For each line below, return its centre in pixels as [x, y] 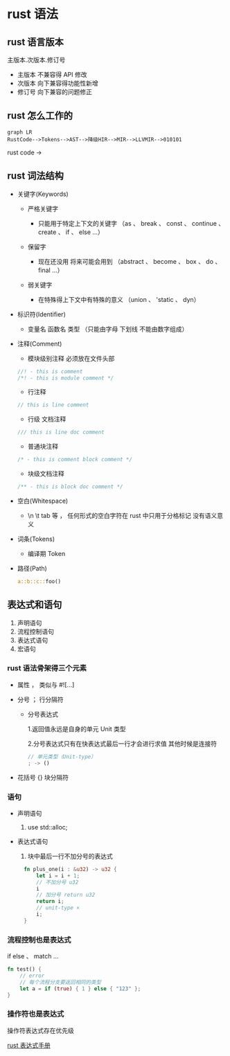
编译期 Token [46, 553]
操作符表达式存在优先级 [41, 1030]
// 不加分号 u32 [57, 882]
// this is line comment [53, 405]
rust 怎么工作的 [40, 116]
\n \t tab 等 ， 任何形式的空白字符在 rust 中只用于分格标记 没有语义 [122, 515]
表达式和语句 [35, 605]
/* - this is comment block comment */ [75, 460]
